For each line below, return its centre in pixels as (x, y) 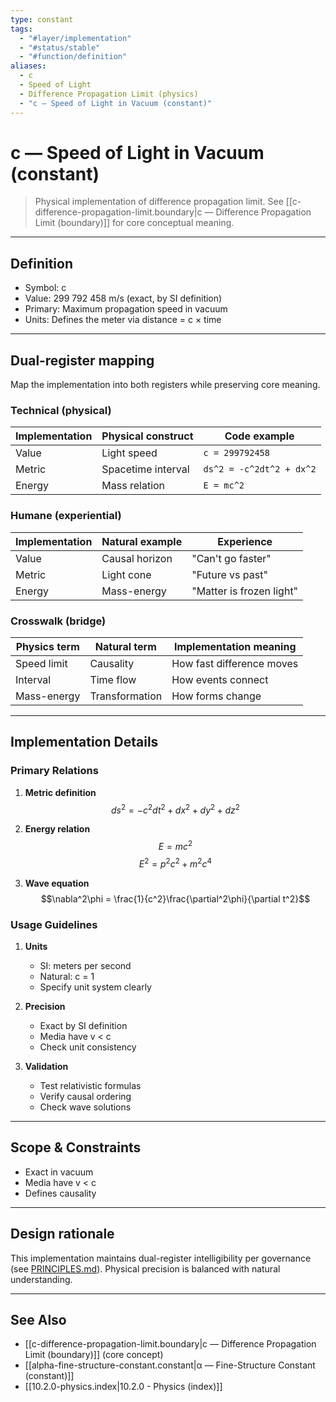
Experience (245, 541)
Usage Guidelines (54, 924)
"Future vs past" (229, 574)
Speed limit (41, 663)
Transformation (126, 696)
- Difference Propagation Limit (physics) (109, 94)
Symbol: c (45, 288)
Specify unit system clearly (95, 987)
